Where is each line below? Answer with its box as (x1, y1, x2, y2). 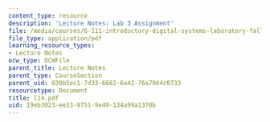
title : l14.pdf (8, 94, 59, 102)
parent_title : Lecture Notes (8, 64, 106, 72)
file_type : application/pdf (8, 34, 103, 43)
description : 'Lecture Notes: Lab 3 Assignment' (8, 19, 174, 27)
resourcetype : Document (8, 86, 88, 95)
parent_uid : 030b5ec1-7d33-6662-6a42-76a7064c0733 (8, 79, 182, 87)
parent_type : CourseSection (8, 71, 103, 79)
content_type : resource (8, 11, 88, 20)
